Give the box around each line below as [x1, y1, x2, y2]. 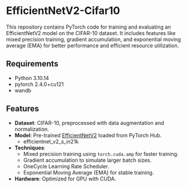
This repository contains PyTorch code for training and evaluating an [6, 23, 171, 30]
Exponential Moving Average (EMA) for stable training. [23, 169, 154, 176]
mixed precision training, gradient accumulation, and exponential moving [6, 36, 181, 43]
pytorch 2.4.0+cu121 [14, 81, 64, 88]
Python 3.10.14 [14, 74, 50, 81]
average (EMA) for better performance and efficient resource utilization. [6, 42, 179, 49]
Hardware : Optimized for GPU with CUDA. [14, 175, 117, 182]
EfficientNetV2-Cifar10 [6, 4, 120, 18]
